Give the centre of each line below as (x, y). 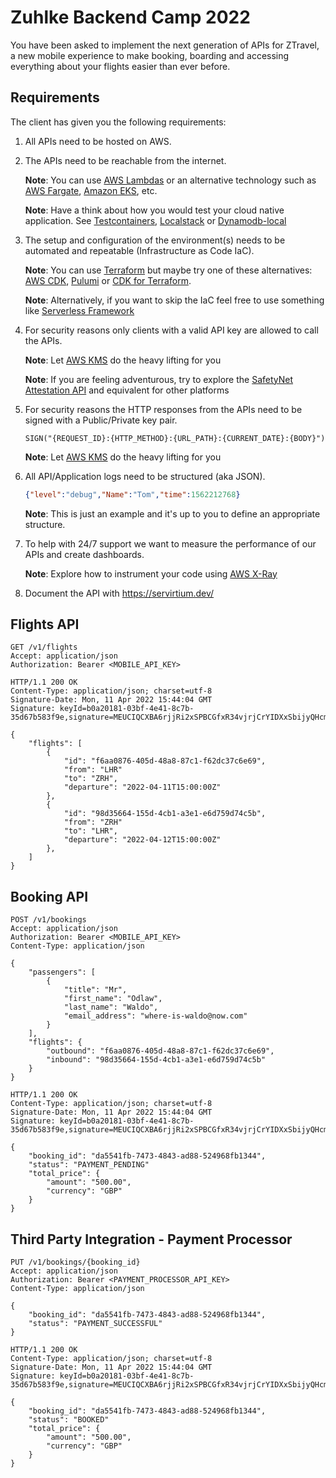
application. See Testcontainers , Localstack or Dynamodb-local (155, 220)
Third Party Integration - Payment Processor (151, 1239)
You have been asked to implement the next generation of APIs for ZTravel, (165, 45)
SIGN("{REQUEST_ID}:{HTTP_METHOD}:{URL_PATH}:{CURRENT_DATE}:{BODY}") (175, 438)
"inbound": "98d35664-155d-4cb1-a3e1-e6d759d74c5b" (156, 1060)
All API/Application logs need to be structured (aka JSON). (145, 476)
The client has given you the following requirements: (118, 122)
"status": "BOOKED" (69, 1420)
